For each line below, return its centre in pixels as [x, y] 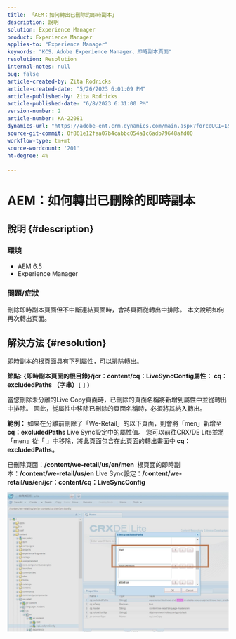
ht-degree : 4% [28, 156]
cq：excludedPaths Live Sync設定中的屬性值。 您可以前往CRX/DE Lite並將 [116, 433]
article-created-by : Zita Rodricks [59, 81]
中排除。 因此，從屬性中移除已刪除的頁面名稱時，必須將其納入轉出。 [106, 409]
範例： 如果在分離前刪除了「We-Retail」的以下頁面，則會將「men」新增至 [115, 423]
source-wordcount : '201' [44, 148]
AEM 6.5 [29, 266]
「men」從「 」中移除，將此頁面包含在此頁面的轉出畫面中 [91, 441]
